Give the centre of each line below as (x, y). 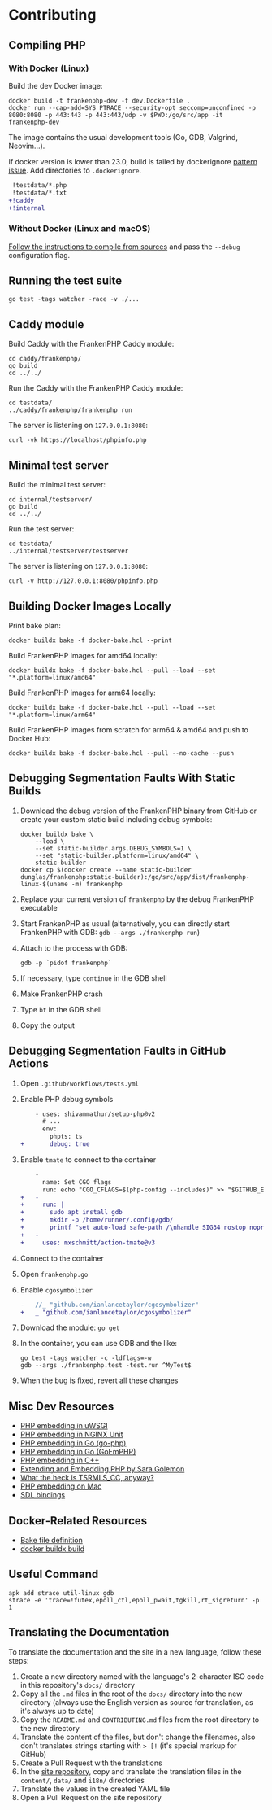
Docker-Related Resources (78, 1521)
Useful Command (54, 1574)
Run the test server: (41, 529)
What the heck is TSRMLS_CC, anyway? (87, 1478)
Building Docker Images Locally (90, 606)
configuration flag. (39, 255)
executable (39, 907)
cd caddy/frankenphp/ (45, 359)
